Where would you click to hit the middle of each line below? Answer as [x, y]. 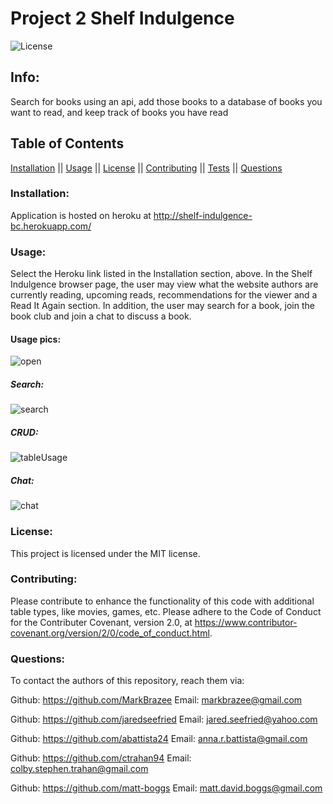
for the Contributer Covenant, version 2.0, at [101, 622]
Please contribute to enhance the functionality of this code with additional [162, 601]
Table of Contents [67, 143]
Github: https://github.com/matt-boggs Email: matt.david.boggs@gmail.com [166, 788]
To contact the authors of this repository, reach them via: [127, 681]
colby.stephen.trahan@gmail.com [79, 769]
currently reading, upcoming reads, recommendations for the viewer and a [164, 295]
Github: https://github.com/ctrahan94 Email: [101, 758]
